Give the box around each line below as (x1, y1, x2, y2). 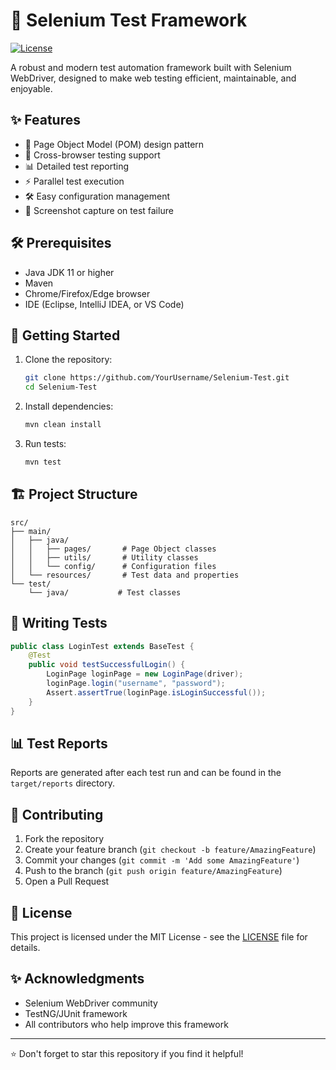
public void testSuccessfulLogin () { (28, 660, 186, 670)
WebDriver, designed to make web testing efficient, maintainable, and (10, 72, 297, 84)
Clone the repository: (24, 354, 113, 366)
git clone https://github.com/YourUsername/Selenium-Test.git (24, 373, 290, 383)
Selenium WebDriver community (24, 997, 158, 1009)
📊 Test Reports (10, 735, 108, 752)
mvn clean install (24, 420, 102, 430)
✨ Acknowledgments (10, 970, 145, 988)
